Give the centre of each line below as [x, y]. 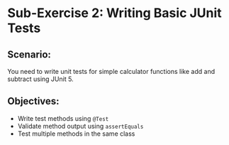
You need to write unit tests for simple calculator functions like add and [111, 71]
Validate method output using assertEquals [80, 126]
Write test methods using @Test [63, 118]
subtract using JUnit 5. [40, 79]
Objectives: [33, 101]
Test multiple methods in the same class [76, 134]
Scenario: [29, 54]
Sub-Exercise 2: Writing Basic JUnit [114, 13]
